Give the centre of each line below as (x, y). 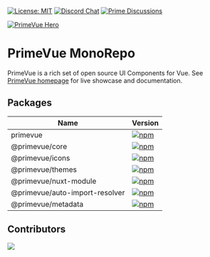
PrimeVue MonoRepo (71, 54)
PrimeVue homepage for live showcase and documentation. (95, 80)
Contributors (37, 230)
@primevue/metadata (47, 204)
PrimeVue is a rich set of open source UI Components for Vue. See (105, 73)
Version (145, 123)
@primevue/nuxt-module (54, 181)
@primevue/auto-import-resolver (68, 192)
